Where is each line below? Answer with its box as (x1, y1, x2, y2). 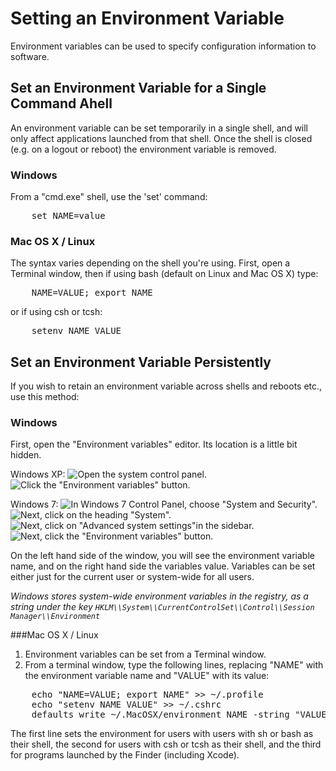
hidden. (10, 449, 42, 461)
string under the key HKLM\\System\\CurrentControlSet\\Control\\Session (10, 601, 315, 613)
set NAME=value (31, 210, 106, 222)
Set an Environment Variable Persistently (10, 353, 272, 371)
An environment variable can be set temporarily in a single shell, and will (10, 122, 309, 134)
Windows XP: (10, 468, 66, 481)
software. (10, 50, 50, 62)
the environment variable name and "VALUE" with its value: (24, 670, 270, 682)
